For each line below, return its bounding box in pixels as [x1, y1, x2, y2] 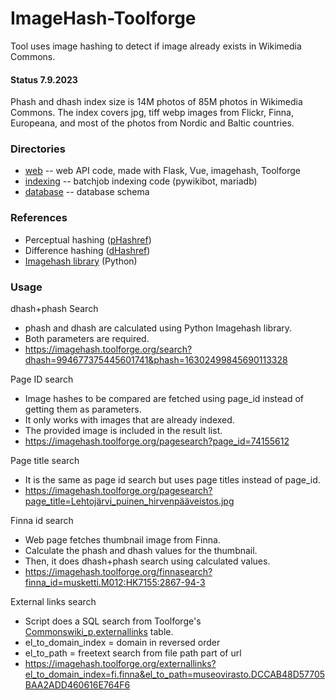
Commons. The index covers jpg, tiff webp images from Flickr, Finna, [10, 107, 295, 119]
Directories [10, 142, 66, 156]
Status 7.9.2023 [10, 73, 78, 86]
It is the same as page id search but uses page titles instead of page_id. [24, 474, 321, 486]
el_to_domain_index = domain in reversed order [24, 637, 221, 649]
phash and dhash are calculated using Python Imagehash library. [24, 322, 293, 334]
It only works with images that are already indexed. [24, 414, 235, 426]
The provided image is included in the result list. [24, 425, 223, 437]
